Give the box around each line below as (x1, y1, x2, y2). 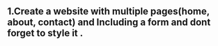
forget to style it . (7, 27, 84, 39)
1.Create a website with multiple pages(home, (7, 6, 210, 17)
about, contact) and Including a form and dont (7, 17, 211, 29)
